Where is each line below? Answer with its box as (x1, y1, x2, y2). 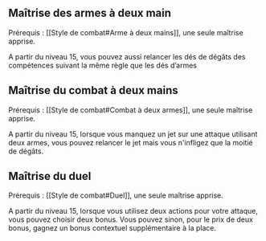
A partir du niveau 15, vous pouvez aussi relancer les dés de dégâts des (8, 51, 246, 61)
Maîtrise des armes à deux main (8, 6, 171, 20)
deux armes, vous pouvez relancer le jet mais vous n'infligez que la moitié (8, 137, 253, 147)
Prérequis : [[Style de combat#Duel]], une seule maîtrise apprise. (8, 190, 223, 200)
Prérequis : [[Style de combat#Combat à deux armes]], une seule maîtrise (8, 104, 253, 115)
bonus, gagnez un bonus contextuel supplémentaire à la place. (8, 223, 217, 233)
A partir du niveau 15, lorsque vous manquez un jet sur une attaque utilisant (8, 129, 258, 139)
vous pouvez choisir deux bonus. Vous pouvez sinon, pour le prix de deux (8, 214, 253, 224)
